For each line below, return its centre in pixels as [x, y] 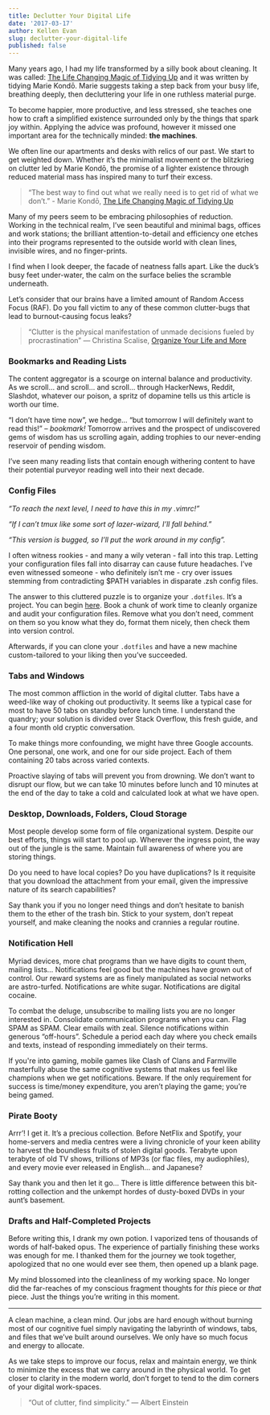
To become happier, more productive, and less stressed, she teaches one [130, 110]
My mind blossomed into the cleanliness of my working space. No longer [129, 1280]
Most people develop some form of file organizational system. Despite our [131, 831]
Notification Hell [41, 943]
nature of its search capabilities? [62, 890]
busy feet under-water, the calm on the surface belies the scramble [120, 275]
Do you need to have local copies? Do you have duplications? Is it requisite [132, 873]
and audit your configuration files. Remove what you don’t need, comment [131, 614]
